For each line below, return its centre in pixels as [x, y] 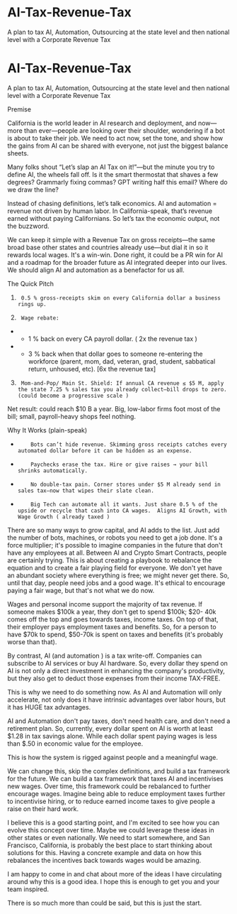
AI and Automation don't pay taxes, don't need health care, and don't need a [119, 721]
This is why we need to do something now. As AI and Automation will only [115, 692]
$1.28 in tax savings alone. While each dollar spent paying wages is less [112, 736]
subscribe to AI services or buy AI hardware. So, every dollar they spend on [118, 663]
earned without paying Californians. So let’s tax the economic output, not [114, 218]
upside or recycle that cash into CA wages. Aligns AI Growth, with [122, 511]
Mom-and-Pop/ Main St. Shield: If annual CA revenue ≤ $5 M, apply [122, 383]
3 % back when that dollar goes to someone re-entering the [115, 354]
